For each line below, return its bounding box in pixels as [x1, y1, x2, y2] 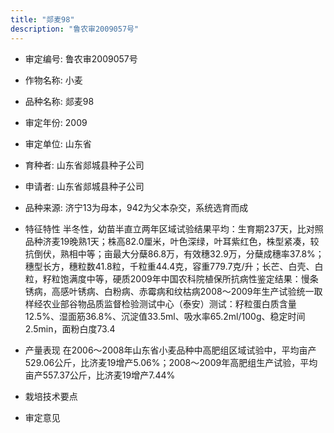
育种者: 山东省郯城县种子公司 [24, 159, 145, 171]
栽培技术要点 [24, 390, 78, 402]
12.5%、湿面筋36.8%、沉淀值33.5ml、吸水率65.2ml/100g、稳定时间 [24, 310, 306, 322]
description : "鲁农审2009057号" [10, 24, 140, 34]
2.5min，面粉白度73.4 [24, 322, 116, 335]
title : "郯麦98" [10, 14, 75, 25]
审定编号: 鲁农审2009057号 [24, 52, 138, 65]
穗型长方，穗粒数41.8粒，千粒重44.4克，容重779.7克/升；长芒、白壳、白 [24, 260, 324, 272]
